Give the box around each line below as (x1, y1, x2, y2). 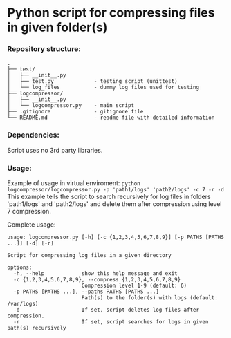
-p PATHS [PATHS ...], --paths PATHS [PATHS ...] (13, 288, 159, 295)
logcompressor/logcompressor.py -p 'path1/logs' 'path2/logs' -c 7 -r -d (7, 187, 225, 194)
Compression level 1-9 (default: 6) (81, 282, 187, 290)
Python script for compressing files (7, 5, 215, 21)
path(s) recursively (7, 325, 67, 332)
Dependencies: (7, 130, 60, 140)
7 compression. (7, 207, 52, 216)
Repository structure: (7, 44, 82, 54)
